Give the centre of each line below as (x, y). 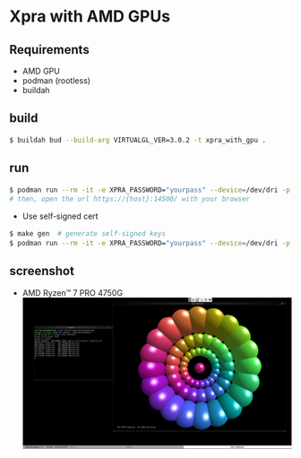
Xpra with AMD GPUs (90, 17)
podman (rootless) (56, 81)
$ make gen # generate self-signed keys (88, 234)
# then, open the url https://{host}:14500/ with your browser (130, 199)
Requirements (49, 50)
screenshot (42, 271)
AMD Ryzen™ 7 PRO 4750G (73, 292)
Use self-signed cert (60, 216)
